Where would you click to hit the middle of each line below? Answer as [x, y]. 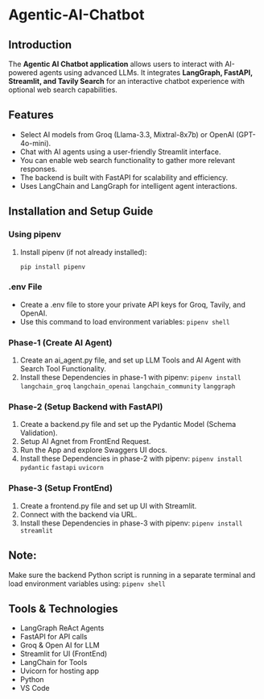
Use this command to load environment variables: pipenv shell [125, 321]
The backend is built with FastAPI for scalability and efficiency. [124, 177]
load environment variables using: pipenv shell [87, 584]
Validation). [39, 433]
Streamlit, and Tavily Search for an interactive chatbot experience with [127, 81]
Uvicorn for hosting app [59, 671]
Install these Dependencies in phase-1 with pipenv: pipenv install [130, 378]
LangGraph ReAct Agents [62, 628]
